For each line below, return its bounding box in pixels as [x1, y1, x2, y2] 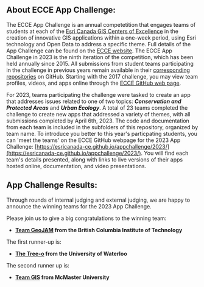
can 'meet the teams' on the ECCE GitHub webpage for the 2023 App [6, 136, 181, 144]
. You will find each [141, 149, 189, 157]
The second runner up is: [6, 261, 70, 269]
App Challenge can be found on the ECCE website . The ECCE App [6, 47, 172, 54]
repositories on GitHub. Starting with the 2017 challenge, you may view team [6, 73, 199, 80]
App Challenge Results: [6, 180, 97, 191]
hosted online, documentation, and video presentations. [6, 162, 147, 169]
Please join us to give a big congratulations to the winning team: [6, 214, 167, 222]
